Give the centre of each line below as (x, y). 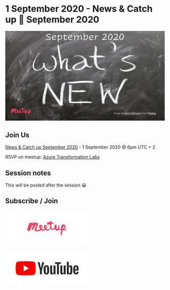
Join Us (17, 135)
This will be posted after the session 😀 (46, 185)
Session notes (28, 173)
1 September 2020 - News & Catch (79, 9)
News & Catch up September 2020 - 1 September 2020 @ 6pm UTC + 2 (80, 147)
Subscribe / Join (32, 201)
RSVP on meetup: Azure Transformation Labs (53, 157)
